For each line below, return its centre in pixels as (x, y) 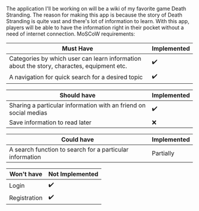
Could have (78, 139)
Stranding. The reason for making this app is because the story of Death (94, 15)
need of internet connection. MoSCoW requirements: (70, 34)
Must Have (78, 48)
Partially (163, 153)
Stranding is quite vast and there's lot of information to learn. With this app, (98, 21)
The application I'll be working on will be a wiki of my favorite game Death (96, 9)
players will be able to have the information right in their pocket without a (95, 27)
